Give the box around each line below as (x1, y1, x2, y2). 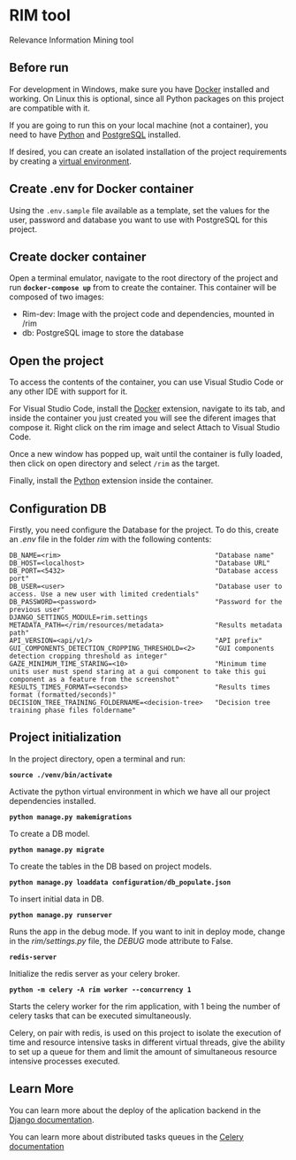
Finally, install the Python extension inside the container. (9, 476, 214, 486)
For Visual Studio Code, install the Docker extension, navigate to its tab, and (9, 404, 285, 414)
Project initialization (9, 730, 122, 745)
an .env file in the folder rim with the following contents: (9, 534, 212, 545)
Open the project (9, 353, 104, 368)
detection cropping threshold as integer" (9, 652, 168, 661)
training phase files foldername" (9, 706, 137, 715)
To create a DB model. (9, 828, 90, 839)
